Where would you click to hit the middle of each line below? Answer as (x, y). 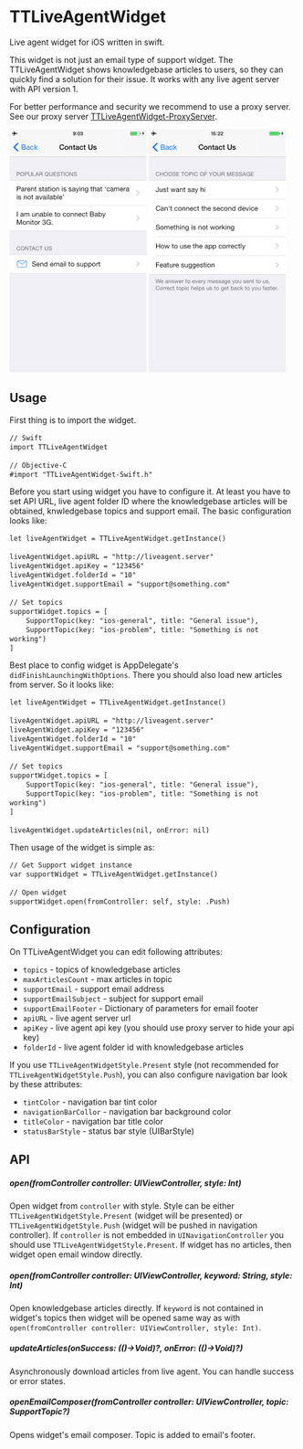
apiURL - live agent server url (77, 1018)
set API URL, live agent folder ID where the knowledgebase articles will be (148, 501)
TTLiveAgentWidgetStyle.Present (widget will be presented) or (126, 1215)
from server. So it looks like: (62, 684)
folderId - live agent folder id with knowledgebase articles (133, 1047)
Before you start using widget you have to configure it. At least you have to (150, 492)
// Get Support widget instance (71, 865)
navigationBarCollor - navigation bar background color (127, 1111)
